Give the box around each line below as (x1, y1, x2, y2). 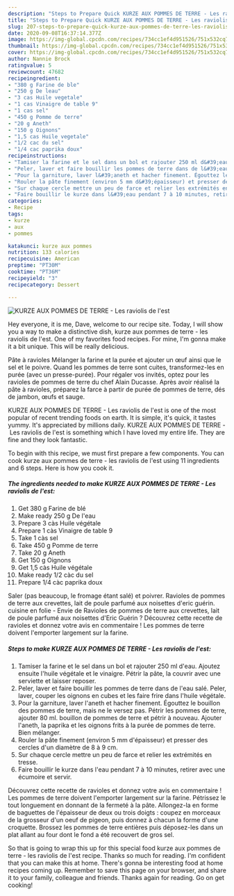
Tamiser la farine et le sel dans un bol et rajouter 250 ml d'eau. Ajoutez (17, 662, 221, 671)
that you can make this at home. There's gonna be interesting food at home (8, 859, 224, 868)
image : (8, 36, 27, 43)
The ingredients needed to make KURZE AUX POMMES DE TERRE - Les (8, 480, 216, 488)
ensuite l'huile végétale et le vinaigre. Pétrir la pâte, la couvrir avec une (17, 669, 221, 678)
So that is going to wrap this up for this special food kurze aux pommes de (8, 844, 221, 852)
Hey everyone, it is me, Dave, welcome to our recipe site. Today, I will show (8, 320, 224, 328)
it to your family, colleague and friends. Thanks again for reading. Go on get (8, 874, 225, 882)
